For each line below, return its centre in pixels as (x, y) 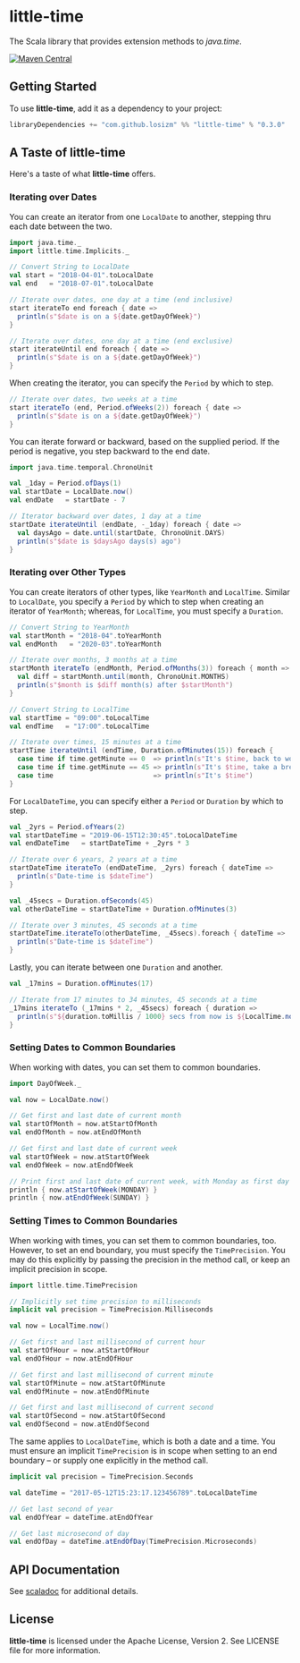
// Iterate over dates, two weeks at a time (93, 400)
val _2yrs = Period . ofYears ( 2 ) (67, 827)
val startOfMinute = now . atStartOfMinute (87, 1383)
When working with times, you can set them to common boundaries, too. (143, 1240)
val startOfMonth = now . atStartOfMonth (83, 1124)
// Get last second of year (62, 1509)
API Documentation (65, 1570)
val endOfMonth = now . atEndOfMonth (75, 1133)
